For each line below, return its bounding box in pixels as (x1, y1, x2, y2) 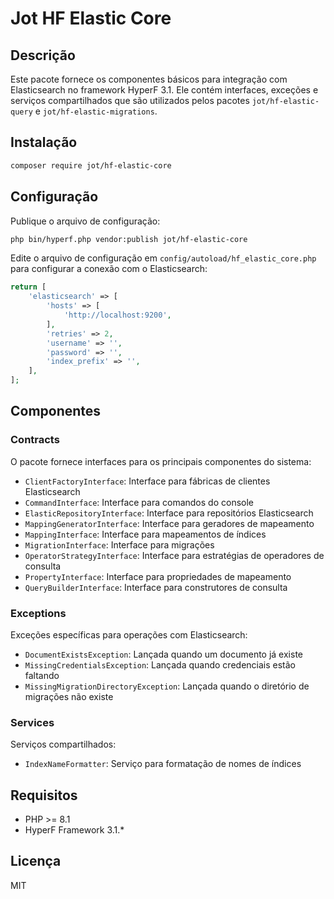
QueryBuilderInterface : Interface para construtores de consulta (24, 581, 288, 593)
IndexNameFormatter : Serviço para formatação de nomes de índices (24, 758, 302, 770)
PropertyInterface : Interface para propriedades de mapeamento (24, 570, 292, 582)
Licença (10, 853, 62, 870)
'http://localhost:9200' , (63, 310, 172, 320)
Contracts (10, 433, 60, 447)
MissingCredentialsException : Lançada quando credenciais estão (24, 658, 296, 671)
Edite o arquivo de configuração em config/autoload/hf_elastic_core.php (10, 252, 317, 264)
